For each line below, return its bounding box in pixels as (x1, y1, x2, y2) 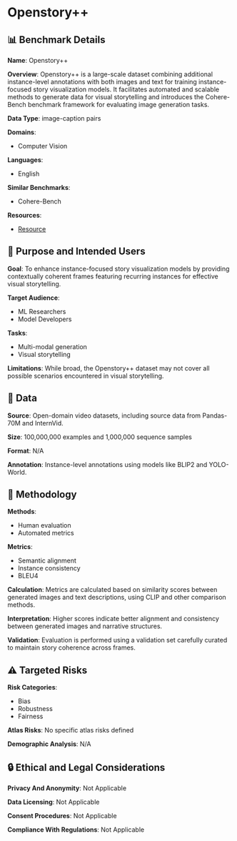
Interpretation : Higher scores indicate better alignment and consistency (7, 615, 220, 623)
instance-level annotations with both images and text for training (7, 78, 198, 86)
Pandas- (202, 411, 228, 420)
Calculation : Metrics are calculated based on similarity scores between (7, 585, 218, 594)
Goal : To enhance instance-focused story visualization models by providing (7, 264, 230, 273)
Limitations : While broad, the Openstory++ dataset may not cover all (7, 363, 210, 372)
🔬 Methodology (7, 488, 77, 500)
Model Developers (17, 315, 72, 323)
